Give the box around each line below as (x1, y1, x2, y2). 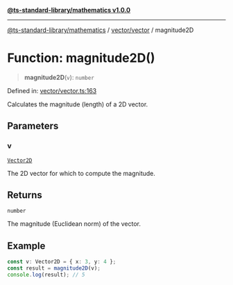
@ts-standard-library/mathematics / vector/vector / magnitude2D (7, 26, 194, 34)
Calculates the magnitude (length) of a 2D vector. (7, 100, 148, 108)
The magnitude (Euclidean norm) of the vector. (7, 220, 141, 228)
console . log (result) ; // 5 (7, 271, 85, 278)
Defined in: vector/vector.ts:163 (7, 86, 97, 95)
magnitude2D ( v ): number (24, 73, 95, 81)
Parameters (7, 120, 59, 132)
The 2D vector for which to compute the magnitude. (7, 169, 156, 177)
